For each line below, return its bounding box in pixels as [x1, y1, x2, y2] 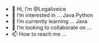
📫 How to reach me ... [11, 31, 67, 37]
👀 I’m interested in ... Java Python [11, 12, 93, 19]
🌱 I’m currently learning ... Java [11, 18, 88, 24]
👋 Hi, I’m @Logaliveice [11, 6, 67, 12]
